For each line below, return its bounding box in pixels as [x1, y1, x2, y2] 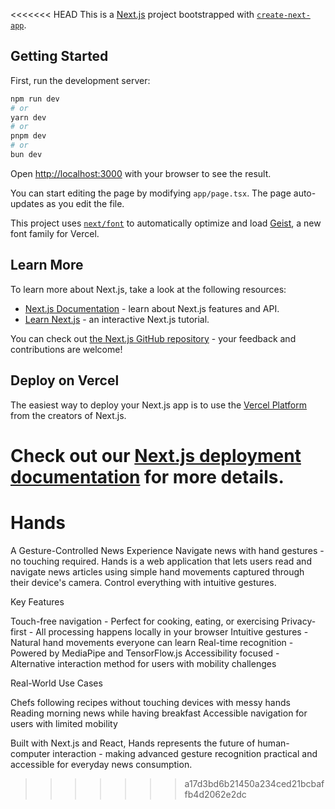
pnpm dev [10, 131, 47, 141]
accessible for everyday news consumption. [10, 758, 193, 770]
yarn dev [10, 112, 47, 123]
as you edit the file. [46, 197, 125, 209]
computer [10, 747, 51, 759]
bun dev [10, 150, 43, 160]
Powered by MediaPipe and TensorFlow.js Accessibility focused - [10, 647, 280, 659]
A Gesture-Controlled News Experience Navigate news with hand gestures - [10, 544, 325, 556]
